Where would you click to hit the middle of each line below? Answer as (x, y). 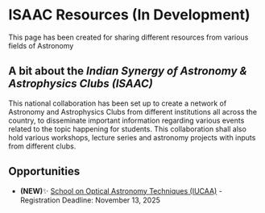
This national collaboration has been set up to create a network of (118, 103)
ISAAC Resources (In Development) (130, 15)
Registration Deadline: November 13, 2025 (90, 200)
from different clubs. (42, 146)
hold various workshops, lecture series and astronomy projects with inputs (132, 137)
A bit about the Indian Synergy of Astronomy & (128, 71)
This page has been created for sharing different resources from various (128, 37)
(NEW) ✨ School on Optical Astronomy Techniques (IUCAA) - (121, 190)
